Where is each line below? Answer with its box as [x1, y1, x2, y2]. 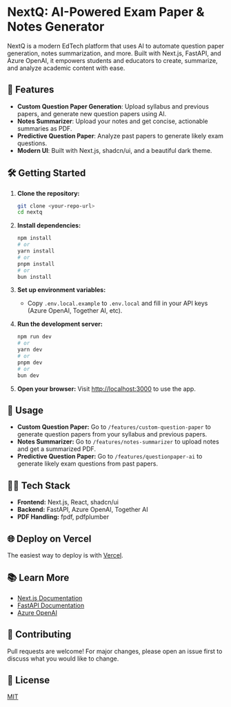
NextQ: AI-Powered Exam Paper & [7, 4, 205, 20]
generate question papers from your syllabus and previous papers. [17, 430, 208, 439]
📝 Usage [7, 404, 43, 416]
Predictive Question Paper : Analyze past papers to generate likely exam [17, 131, 224, 140]
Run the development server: [17, 320, 103, 329]
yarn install [17, 248, 55, 255]
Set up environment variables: [17, 286, 106, 294]
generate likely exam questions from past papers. [17, 459, 159, 468]
